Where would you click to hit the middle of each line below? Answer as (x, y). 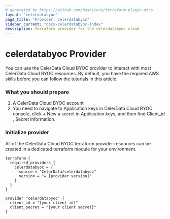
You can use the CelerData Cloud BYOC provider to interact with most (78, 68)
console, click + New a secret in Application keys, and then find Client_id (89, 114)
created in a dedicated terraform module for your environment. (71, 149)
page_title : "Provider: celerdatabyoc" (47, 19)
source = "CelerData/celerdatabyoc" (57, 171)
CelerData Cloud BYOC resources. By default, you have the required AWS (82, 74)
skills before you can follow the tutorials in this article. (61, 79)
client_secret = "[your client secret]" (53, 207)
